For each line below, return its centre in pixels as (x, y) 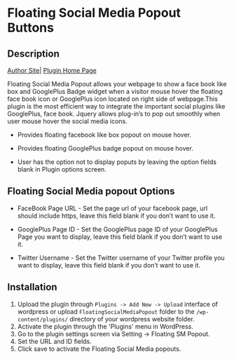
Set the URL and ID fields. (55, 341)
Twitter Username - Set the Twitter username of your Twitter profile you (121, 258)
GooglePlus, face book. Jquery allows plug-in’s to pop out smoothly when (114, 114)
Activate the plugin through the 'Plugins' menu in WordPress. (105, 326)
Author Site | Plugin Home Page (52, 70)
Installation (32, 288)
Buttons (31, 28)
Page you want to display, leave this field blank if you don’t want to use (120, 237)
